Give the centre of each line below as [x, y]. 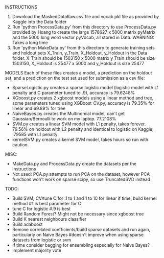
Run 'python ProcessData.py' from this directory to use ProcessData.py [84, 27]
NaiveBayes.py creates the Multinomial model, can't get [68, 114]
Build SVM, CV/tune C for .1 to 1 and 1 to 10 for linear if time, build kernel [84, 198]
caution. [20, 145]
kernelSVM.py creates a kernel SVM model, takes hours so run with [80, 140]
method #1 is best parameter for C [47, 203]
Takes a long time [30, 43]
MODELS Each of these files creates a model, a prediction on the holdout [79, 73]
